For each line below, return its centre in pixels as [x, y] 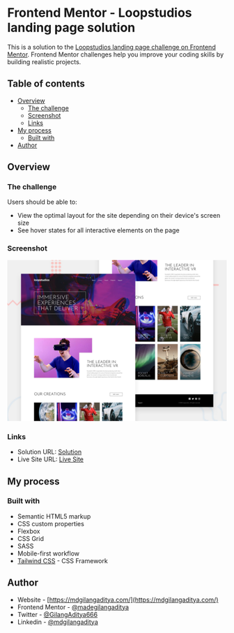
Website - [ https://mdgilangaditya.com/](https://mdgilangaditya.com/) [118, 600]
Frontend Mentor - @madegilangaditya [73, 607]
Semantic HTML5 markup [54, 516]
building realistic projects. [44, 61]
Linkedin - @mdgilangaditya [58, 622]
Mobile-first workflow [48, 553]
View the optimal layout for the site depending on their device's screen [119, 216]
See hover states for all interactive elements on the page [98, 230]
